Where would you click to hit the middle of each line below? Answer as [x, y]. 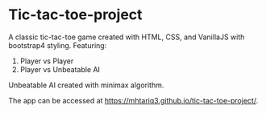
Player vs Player [47, 61]
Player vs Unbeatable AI [60, 69]
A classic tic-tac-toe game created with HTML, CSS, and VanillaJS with [127, 37]
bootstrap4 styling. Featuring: [58, 45]
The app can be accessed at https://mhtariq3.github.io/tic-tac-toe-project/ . [133, 100]
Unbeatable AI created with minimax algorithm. [86, 85]
